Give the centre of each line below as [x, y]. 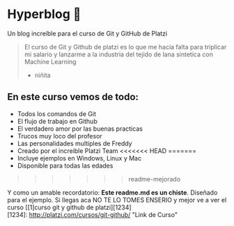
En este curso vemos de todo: [73, 97]
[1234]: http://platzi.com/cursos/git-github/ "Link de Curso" [92, 214]
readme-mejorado [155, 179]
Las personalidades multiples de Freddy [75, 143]
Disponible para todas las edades [65, 166]
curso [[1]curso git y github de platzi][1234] [69, 207]
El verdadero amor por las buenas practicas [80, 129]
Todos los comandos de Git [56, 113]
